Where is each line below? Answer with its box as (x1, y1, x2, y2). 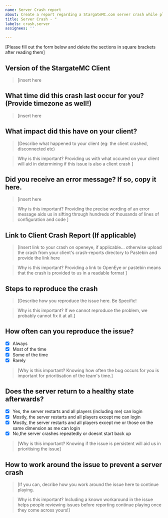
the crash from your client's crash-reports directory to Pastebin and (17, 249, 157, 255)
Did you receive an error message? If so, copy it (5, 175, 156, 183)
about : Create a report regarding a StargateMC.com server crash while (5, 12, 157, 17)
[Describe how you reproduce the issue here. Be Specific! (17, 298, 137, 303)
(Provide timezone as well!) (5, 99, 92, 108)
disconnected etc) (17, 145, 55, 151)
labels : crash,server (5, 21, 50, 26)
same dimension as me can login (12, 425, 80, 431)
